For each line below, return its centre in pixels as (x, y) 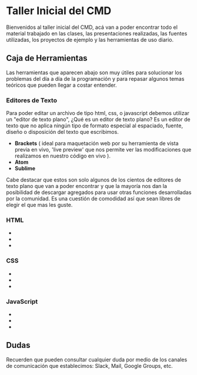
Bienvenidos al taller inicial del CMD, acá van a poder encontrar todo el (92, 27)
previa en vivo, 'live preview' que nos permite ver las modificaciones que (103, 150)
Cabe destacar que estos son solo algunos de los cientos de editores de (94, 180)
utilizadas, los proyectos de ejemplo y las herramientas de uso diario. (90, 40)
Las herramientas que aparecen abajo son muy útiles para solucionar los (94, 73)
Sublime (25, 169)
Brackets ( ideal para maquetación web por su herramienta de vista (96, 143)
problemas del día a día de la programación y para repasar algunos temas (95, 78)
